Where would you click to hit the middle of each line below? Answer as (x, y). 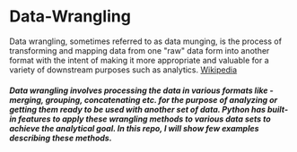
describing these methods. (61, 138)
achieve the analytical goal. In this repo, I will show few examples (134, 128)
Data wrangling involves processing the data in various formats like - (141, 90)
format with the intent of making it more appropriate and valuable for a (139, 60)
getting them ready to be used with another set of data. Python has (138, 109)
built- (278, 109)
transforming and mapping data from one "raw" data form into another (140, 50)
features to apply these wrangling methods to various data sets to (144, 119)
